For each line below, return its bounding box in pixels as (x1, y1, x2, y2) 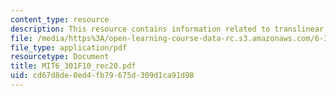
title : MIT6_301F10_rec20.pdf (10, 61, 137, 71)
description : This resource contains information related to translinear (10, 24, 325, 34)
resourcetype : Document (10, 52, 110, 62)
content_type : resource (10, 14, 110, 25)
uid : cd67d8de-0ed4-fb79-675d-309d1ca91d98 (10, 71, 195, 81)
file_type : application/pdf (10, 42, 128, 53)
